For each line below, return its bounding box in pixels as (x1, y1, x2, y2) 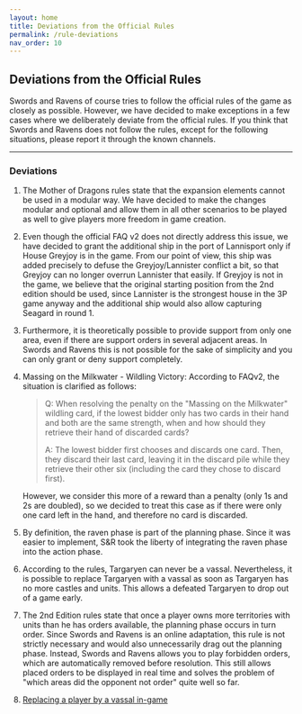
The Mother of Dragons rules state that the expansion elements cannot (22, 185, 286, 196)
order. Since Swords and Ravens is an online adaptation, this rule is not (22, 629, 286, 640)
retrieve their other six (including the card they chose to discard (44, 464, 281, 474)
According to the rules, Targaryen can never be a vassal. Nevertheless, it (22, 564, 293, 574)
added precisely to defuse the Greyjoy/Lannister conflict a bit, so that (22, 260, 280, 271)
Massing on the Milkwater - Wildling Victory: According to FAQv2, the (22, 371, 280, 383)
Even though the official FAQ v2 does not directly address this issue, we (22, 231, 289, 242)
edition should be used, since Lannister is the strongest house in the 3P (22, 289, 288, 300)
